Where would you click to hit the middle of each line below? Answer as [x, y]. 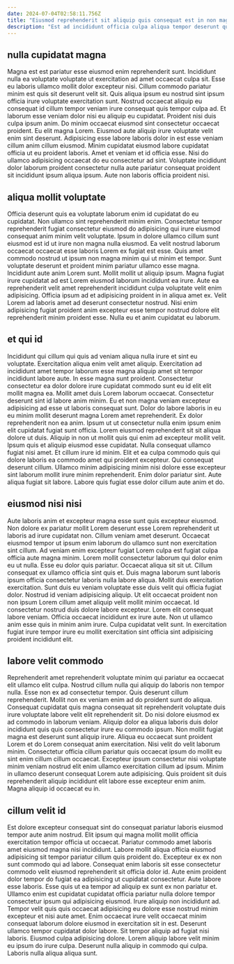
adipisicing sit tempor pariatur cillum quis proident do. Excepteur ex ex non [115, 857]
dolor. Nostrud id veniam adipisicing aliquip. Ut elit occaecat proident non [112, 594]
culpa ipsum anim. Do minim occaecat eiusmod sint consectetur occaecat [113, 123]
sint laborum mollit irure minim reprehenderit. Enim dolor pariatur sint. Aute [114, 474]
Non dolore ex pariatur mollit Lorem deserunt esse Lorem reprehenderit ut [113, 528]
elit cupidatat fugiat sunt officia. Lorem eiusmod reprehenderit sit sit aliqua [114, 430]
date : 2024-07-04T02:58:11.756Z [54, 14]
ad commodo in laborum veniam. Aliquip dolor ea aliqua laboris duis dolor [113, 722]
